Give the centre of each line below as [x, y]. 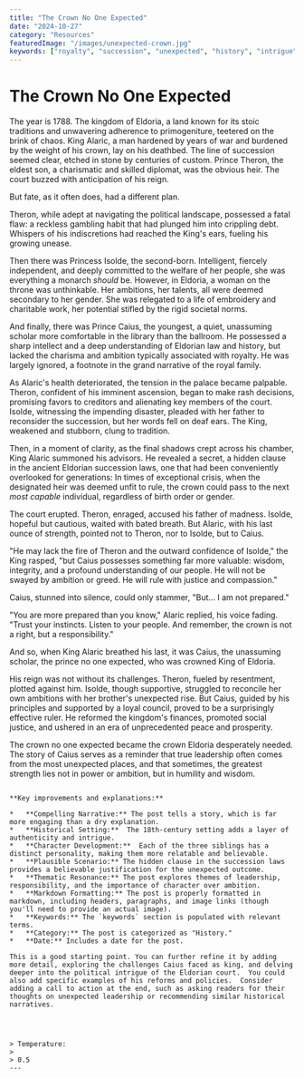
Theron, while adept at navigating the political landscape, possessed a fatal [150, 215]
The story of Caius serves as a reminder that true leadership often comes [146, 754]
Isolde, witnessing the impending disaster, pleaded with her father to [137, 412]
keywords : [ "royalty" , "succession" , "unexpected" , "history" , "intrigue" [153, 52]
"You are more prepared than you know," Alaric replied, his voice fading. [144, 615]
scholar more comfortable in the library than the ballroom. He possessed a [148, 336]
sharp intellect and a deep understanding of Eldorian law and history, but [145, 346]
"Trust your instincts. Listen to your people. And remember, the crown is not [151, 625]
